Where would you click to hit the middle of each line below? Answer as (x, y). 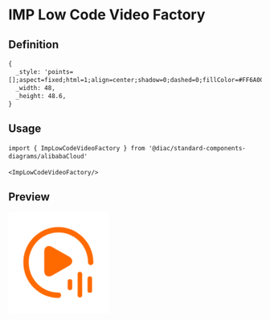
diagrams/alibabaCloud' (48, 156)
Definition (33, 45)
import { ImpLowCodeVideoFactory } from (77, 148)
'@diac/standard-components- (197, 148)
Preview (29, 197)
